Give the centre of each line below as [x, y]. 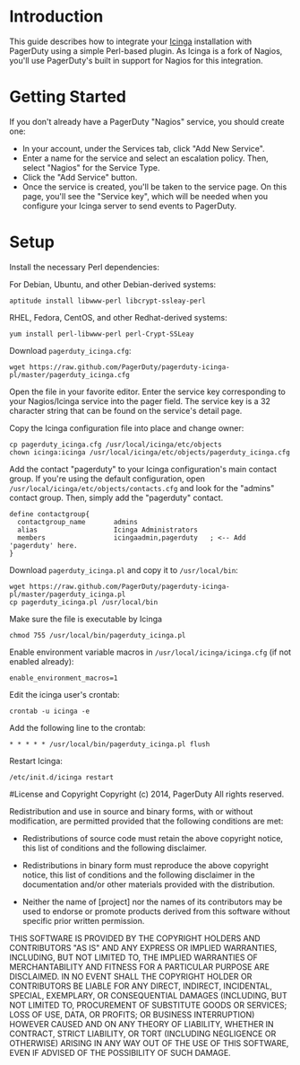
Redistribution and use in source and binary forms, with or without [131, 811]
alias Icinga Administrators [108, 530]
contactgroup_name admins [78, 522]
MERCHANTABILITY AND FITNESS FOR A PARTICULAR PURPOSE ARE [140, 966]
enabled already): [42, 661]
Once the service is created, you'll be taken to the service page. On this [154, 187]
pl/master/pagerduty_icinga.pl [68, 594]
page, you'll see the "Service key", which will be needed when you [145, 196]
